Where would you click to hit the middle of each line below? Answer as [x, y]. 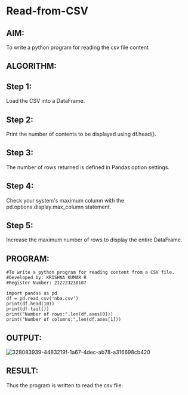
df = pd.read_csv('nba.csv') [42, 299]
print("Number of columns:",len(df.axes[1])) [64, 320]
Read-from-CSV [47, 11]
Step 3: [20, 153]
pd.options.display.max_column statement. [59, 207]
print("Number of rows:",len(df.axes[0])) [60, 314]
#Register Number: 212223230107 [46, 283]
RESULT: [22, 371]
